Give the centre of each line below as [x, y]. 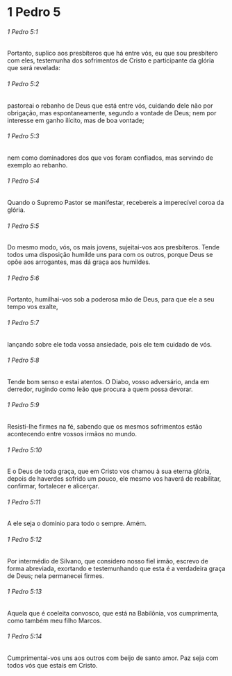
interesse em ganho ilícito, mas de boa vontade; [76, 120]
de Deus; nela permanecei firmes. [56, 576]
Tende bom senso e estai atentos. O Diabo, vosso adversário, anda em [108, 381]
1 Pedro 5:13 [25, 592]
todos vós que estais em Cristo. [52, 666]
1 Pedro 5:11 [24, 502]
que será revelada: [34, 68]
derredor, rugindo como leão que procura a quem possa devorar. [100, 389]
